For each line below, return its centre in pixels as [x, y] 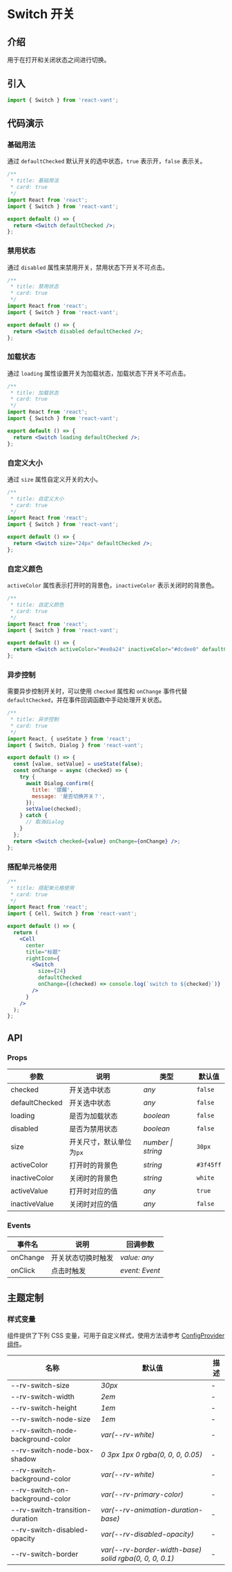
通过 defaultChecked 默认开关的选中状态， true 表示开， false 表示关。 [107, 161]
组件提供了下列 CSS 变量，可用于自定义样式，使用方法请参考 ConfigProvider [116, 1335]
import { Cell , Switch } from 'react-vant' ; [72, 914]
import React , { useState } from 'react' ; [69, 739]
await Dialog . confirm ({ [60, 783]
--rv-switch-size [40, 1385]
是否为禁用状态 [93, 1128]
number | [158, 1142]
